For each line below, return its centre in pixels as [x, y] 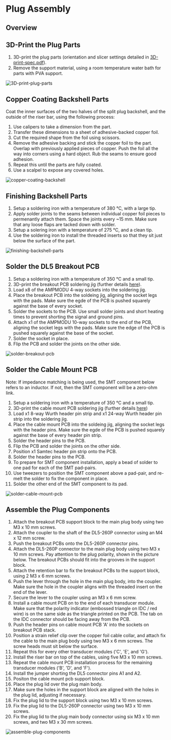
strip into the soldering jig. [40, 419]
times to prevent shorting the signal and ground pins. [68, 317]
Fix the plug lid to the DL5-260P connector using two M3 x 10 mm [82, 706]
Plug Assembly [38, 9]
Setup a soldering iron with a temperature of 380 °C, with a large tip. [84, 208]
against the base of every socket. [48, 306]
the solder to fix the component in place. [66, 478]
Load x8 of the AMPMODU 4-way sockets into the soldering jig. [80, 290]
